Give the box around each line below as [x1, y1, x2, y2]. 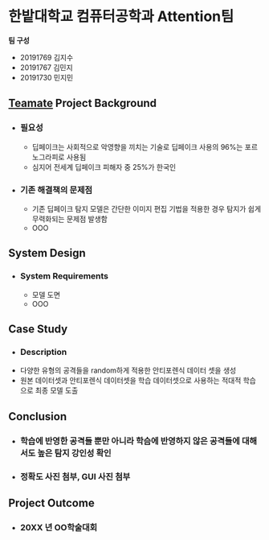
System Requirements [19, 270, 109, 282]
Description [19, 346, 67, 357]
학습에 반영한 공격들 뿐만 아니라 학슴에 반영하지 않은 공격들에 [19, 435, 241, 447]
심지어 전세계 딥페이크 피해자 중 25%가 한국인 [31, 162, 177, 171]
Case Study [8, 323, 68, 336]
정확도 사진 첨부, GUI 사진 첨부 [19, 471, 131, 482]
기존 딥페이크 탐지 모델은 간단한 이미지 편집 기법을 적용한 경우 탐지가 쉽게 [31, 204, 262, 213]
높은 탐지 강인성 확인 [37, 447, 112, 459]
